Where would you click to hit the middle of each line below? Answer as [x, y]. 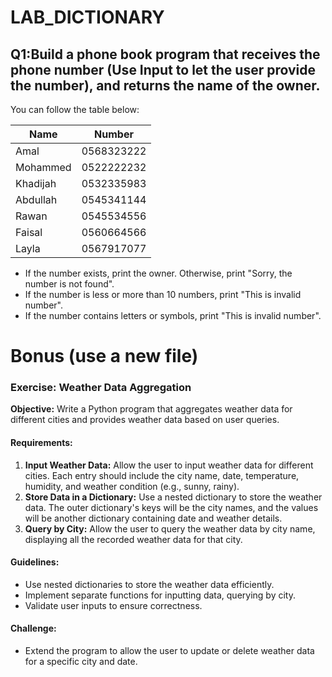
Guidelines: [35, 562]
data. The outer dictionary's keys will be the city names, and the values [171, 507]
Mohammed [43, 167]
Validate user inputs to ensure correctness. [113, 605]
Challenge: [33, 628]
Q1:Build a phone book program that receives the [165, 54]
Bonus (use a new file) [104, 356]
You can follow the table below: [75, 109]
